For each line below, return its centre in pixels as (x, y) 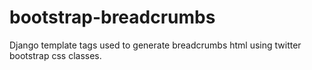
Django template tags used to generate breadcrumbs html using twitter (155, 45)
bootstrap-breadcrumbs (112, 17)
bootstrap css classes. (55, 55)
